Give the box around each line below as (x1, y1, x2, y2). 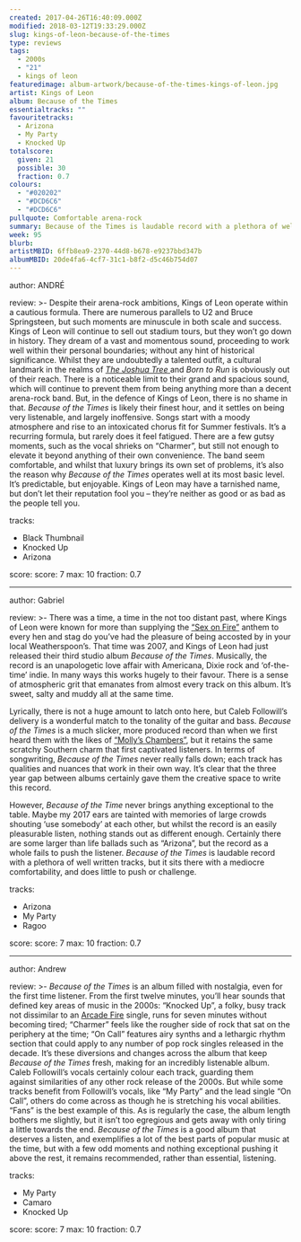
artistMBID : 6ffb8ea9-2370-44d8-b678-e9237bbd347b (9, 247, 202, 256)
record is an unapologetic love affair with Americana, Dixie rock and (9, 660, 260, 670)
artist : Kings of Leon (9, 88, 94, 97)
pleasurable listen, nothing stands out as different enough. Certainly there (9, 828, 282, 839)
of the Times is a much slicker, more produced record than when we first (9, 725, 278, 736)
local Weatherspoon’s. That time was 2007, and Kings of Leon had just (9, 641, 269, 651)
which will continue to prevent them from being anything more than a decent (9, 383, 292, 393)
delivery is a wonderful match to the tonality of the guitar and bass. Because (9, 716, 291, 726)
